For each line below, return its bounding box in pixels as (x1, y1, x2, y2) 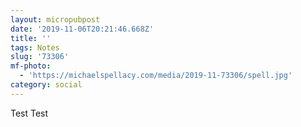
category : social (10, 80, 83, 90)
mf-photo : (10, 61, 52, 71)
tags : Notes (10, 42, 60, 53)
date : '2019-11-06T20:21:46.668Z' (10, 24, 155, 34)
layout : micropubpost (10, 14, 101, 25)
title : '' (10, 33, 52, 43)
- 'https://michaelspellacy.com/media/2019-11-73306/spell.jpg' (19, 71, 293, 81)
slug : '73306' (10, 52, 70, 62)
